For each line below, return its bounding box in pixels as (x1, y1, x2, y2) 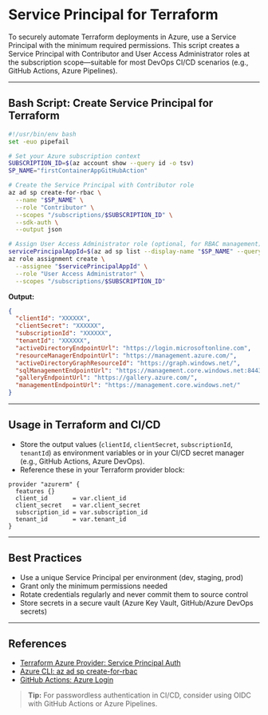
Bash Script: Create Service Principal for (8, 97, 214, 110)
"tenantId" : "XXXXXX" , (15, 337, 91, 345)
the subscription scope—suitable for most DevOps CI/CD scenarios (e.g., (8, 57, 249, 67)
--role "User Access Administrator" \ (15, 270, 145, 278)
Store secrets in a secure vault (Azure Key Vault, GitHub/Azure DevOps (19, 598, 254, 607)
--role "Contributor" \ (15, 203, 94, 211)
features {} (15, 487, 56, 496)
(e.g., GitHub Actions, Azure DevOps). (19, 456, 145, 466)
